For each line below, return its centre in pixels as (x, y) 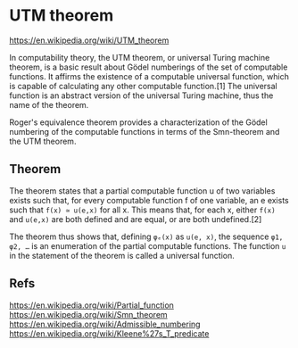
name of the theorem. (49, 104)
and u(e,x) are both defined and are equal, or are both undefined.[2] (136, 219)
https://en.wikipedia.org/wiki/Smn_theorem (88, 314)
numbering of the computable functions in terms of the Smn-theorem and (145, 131)
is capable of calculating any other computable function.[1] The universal (144, 86)
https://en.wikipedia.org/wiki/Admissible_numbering (105, 324)
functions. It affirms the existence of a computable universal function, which (149, 76)
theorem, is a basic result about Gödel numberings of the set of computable (149, 67)
